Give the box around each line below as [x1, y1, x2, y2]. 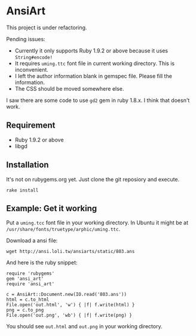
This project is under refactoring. [6, 24, 87, 31]
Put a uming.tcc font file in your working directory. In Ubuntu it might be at [6, 219, 189, 226]
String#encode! [14, 54, 53, 60]
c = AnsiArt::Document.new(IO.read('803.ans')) [6, 291, 127, 298]
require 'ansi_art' [6, 281, 55, 287]
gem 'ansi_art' [6, 276, 44, 282]
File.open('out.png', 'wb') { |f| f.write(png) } [6, 312, 133, 319]
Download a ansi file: [6, 237, 58, 244]
